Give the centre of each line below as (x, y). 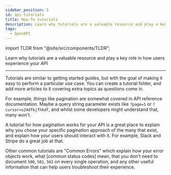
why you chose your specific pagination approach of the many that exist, (82, 130)
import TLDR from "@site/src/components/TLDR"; (58, 48)
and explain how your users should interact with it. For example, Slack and (83, 136)
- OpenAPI (20, 34)
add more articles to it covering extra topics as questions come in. (75, 89)
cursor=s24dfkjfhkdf (27, 110)
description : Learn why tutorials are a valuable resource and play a (82, 24)
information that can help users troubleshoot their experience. (70, 167)
